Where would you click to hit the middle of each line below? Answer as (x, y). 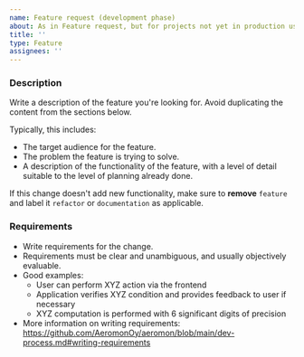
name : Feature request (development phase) (93, 18)
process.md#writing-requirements (86, 342)
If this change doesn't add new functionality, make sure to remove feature (148, 193)
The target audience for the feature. (89, 147)
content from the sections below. (71, 112)
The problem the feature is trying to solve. (101, 157)
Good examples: (53, 275)
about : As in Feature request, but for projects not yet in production (147, 26)
